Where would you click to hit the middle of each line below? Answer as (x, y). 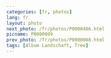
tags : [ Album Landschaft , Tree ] (47, 46)
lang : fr (17, 18)
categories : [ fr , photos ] (39, 12)
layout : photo (24, 23)
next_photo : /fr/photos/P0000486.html (56, 29)
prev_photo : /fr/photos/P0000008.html (56, 40)
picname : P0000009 (30, 34)
